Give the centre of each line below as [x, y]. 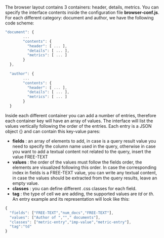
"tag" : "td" [21, 227]
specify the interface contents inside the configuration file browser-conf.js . [82, 12]
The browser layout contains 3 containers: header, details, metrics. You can [82, 7]
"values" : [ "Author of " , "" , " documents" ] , [55, 217]
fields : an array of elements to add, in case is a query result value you [84, 141]
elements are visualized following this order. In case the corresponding [84, 167]
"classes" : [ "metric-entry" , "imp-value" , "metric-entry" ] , [71, 222]
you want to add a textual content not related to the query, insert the [82, 152]
